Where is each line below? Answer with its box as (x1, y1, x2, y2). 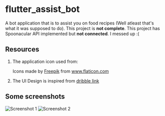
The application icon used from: (12, 58, 78, 64)
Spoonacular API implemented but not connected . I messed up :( (5, 30, 139, 36)
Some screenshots (5, 92, 65, 101)
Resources (5, 45, 39, 53)
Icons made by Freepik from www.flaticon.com (12, 68, 109, 74)
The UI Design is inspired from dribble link (12, 77, 99, 83)
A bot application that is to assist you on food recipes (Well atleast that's (5, 20, 154, 26)
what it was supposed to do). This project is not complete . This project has (5, 25, 160, 31)
